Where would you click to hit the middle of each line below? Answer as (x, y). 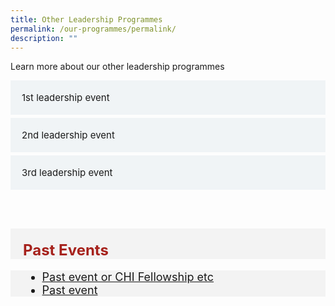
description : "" (44, 38)
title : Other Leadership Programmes (86, 19)
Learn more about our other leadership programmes (117, 67)
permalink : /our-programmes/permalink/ (93, 29)
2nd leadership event (68, 135)
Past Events (66, 250)
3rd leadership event (67, 173)
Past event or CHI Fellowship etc (128, 277)
